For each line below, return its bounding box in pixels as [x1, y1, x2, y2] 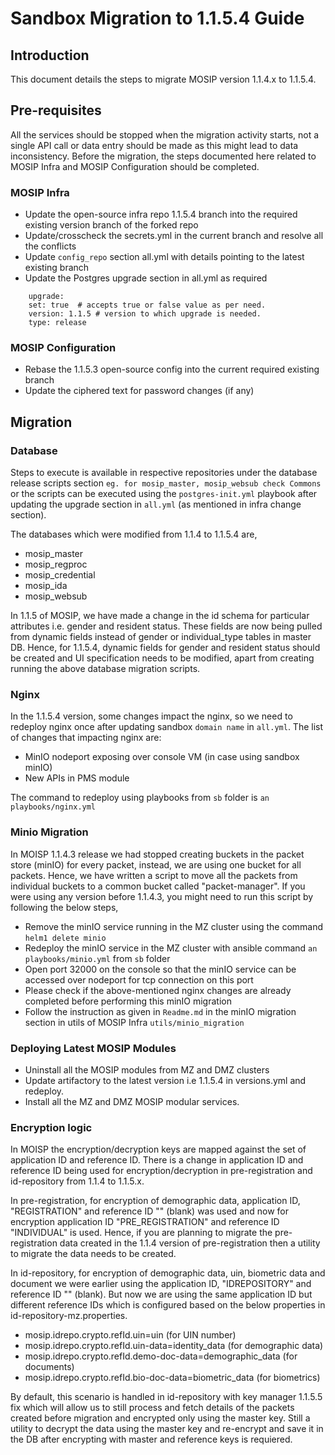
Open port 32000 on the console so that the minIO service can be [24, 963, 297, 975]
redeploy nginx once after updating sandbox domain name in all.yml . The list [10, 721, 324, 733]
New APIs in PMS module [24, 772, 130, 784]
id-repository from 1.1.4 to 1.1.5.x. [10, 1175, 145, 1187]
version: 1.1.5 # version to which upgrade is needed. [28, 309, 262, 319]
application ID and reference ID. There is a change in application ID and [10, 1154, 304, 1166]
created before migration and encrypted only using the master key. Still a [10, 1412, 311, 1424]
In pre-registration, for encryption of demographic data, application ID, [10, 1195, 301, 1207]
